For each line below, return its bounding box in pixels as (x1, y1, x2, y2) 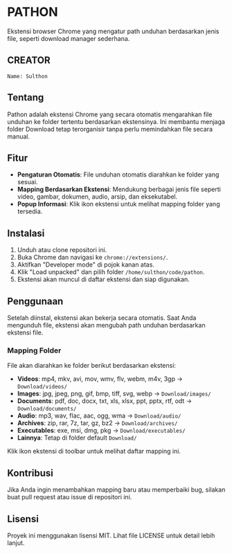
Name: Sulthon (7, 73, 48, 80)
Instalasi (7, 227, 45, 239)
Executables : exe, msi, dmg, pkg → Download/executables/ (17, 427, 186, 435)
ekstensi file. (7, 328, 44, 337)
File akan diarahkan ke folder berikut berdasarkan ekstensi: (7, 361, 177, 370)
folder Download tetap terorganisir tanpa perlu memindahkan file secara (7, 125, 213, 133)
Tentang (7, 91, 44, 104)
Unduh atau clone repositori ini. (17, 246, 107, 254)
